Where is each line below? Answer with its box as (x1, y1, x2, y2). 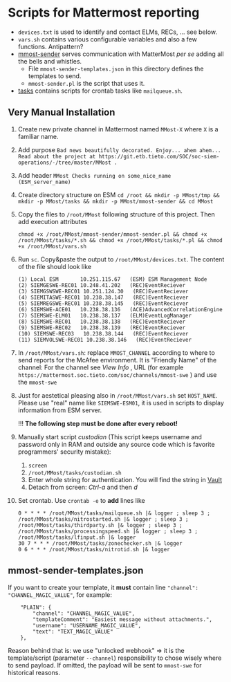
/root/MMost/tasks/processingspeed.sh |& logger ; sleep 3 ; (17, 528, 198, 535)
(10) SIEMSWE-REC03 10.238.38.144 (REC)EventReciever (17, 330, 189, 337)
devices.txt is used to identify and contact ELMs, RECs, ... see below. (17, 28, 217, 36)
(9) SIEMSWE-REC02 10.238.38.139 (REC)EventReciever (17, 324, 186, 331)
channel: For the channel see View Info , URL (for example (17, 363, 184, 371)
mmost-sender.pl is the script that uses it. (28, 79, 145, 87)
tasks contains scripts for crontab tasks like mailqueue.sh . (17, 86, 183, 95)
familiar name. (17, 132, 59, 140)
